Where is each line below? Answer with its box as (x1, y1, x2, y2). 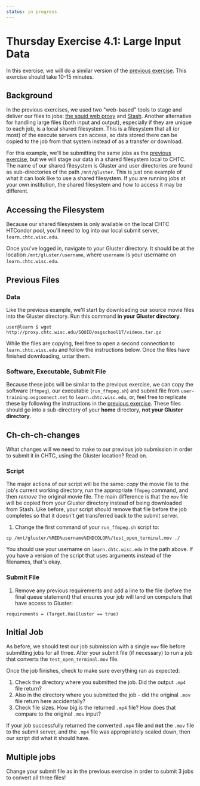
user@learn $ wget (6, 324, 52, 330)
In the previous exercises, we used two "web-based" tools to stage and (6, 106, 182, 113)
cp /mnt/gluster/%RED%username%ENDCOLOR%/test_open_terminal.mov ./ (6, 535, 180, 541)
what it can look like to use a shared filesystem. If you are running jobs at (6, 175, 186, 182)
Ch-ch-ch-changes (6, 430, 81, 440)
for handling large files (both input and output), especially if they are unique (6, 119, 192, 126)
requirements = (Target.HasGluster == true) (6, 611, 119, 617)
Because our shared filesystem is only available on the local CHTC (6, 221, 170, 228)
